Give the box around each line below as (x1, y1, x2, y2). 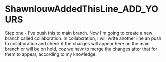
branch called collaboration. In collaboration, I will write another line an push (5, 35, 162, 41)
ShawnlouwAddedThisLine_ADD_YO (5, 3, 158, 15)
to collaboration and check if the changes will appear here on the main (5, 40, 150, 46)
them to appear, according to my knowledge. (5, 51, 97, 57)
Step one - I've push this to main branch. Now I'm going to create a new (5, 30, 153, 36)
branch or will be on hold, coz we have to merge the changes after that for (5, 46, 158, 52)
